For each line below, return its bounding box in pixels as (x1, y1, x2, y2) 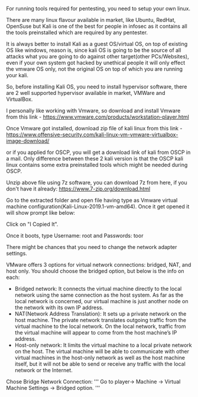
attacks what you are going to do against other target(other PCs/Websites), (6, 53, 189, 60)
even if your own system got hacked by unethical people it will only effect (6, 59, 186, 66)
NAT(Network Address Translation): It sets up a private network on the (14, 310, 187, 317)
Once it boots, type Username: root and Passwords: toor (6, 232, 144, 239)
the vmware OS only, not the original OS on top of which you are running (6, 65, 183, 73)
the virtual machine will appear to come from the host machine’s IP (14, 329, 177, 336)
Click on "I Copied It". (6, 221, 59, 228)
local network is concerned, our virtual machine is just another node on (14, 298, 189, 304)
